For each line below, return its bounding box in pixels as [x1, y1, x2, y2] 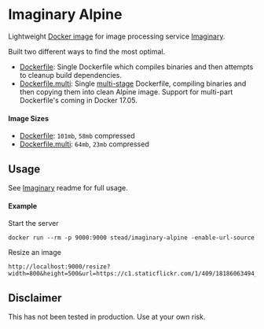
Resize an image [8, 248, 61, 257]
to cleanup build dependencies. [19, 70, 123, 79]
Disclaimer [8, 291, 62, 305]
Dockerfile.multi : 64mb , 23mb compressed [19, 139, 149, 149]
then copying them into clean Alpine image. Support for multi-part [19, 87, 233, 96]
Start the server [8, 219, 59, 228]
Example [8, 201, 38, 210]
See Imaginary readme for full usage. [8, 183, 128, 192]
